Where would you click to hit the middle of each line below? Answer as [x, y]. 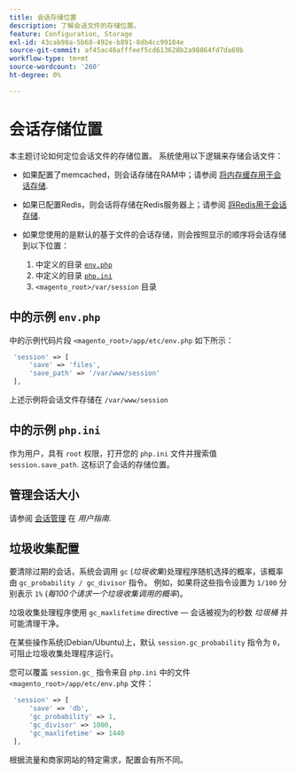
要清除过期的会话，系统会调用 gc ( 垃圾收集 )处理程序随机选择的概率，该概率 [146, 572]
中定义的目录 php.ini [74, 275]
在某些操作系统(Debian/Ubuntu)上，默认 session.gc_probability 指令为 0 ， [147, 643]
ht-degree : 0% [35, 75]
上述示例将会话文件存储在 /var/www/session [89, 399]
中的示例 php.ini [55, 430]
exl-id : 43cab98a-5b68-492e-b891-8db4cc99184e [97, 42]
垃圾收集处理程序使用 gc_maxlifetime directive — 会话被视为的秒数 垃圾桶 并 [148, 613]
